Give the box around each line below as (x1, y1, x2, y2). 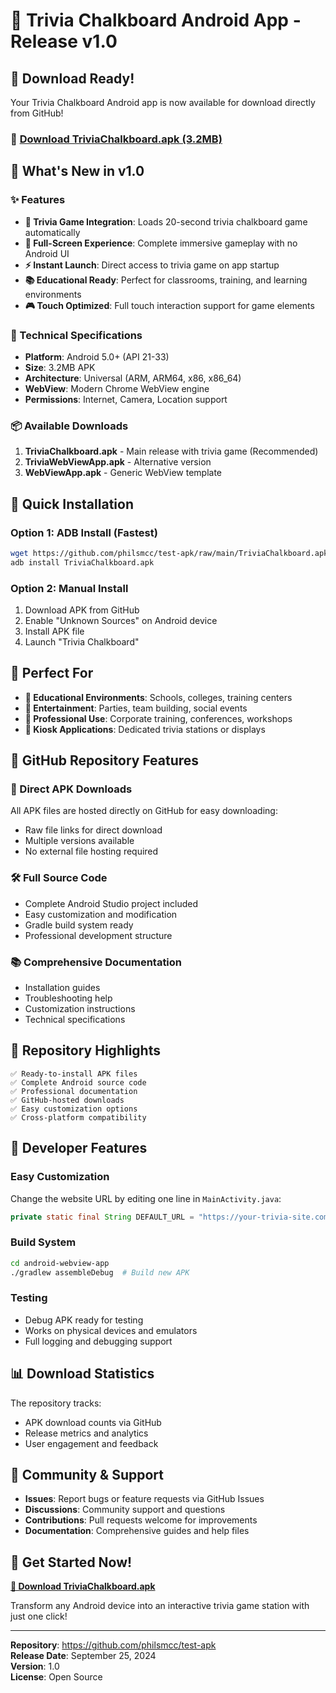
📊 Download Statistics (10, 1365, 155, 1383)
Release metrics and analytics (24, 1427, 149, 1439)
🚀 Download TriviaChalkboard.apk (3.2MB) (10, 132, 223, 146)
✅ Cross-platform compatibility (10, 1112, 147, 1123)
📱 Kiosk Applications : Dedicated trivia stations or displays (24, 723, 266, 735)
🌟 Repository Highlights (10, 1042, 161, 1059)
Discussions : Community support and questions (24, 1504, 226, 1516)
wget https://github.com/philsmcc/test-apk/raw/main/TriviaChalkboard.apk (10, 548, 329, 558)
